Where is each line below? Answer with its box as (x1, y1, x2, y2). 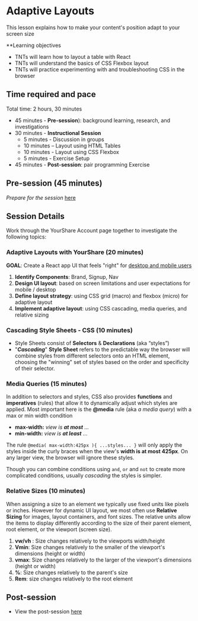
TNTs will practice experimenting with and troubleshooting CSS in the (14, 65, 185, 73)
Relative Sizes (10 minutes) (6, 487, 86, 495)
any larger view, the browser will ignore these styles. (6, 454, 135, 462)
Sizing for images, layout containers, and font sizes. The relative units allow (6, 513, 191, 520)
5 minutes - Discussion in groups (23, 136, 105, 143)
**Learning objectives (6, 42, 61, 49)
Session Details (6, 211, 65, 221)
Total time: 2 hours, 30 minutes (6, 105, 82, 112)
